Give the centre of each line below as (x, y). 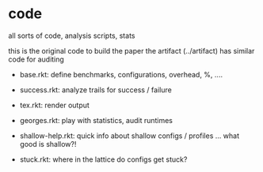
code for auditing (36, 59)
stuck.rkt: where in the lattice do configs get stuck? (103, 159)
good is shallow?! (48, 144)
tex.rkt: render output (54, 105)
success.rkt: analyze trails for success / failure (95, 90)
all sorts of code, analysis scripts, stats (72, 36)
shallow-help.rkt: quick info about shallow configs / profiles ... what (130, 136)
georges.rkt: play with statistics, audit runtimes (96, 120)
